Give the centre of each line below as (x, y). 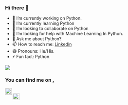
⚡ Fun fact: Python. (31, 57)
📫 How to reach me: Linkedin (42, 44)
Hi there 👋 (17, 8)
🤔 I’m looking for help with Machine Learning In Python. (67, 34)
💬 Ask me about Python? (37, 39)
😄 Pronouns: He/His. (33, 51)
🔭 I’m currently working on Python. (47, 18)
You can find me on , (30, 80)
